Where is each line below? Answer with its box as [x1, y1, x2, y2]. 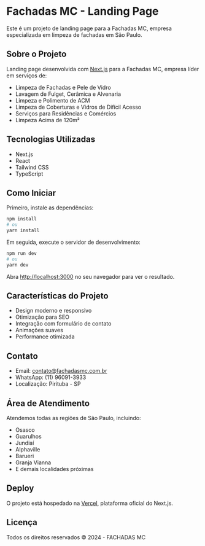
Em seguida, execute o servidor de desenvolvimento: [6, 238, 141, 246]
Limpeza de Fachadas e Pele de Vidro [15, 84, 112, 91]
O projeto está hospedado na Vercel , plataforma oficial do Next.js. [6, 499, 174, 507]
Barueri [15, 453, 34, 460]
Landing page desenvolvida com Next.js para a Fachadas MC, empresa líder [6, 65, 199, 72]
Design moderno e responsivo [15, 307, 92, 314]
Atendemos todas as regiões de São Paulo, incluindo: [6, 415, 141, 422]
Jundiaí [15, 439, 34, 447]
